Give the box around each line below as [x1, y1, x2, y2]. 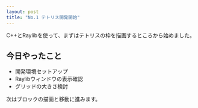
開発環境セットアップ [14, 68, 68, 75]
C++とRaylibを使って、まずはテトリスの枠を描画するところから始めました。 [6, 31, 196, 39]
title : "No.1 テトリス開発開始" [6, 14, 80, 20]
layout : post [6, 8, 39, 15]
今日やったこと [6, 50, 62, 61]
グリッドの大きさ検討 [14, 83, 68, 90]
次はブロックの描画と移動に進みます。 [6, 95, 101, 103]
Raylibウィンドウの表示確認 [14, 76, 83, 83]
